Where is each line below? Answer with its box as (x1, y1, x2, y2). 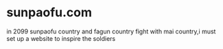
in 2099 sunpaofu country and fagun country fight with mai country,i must (6, 27, 216, 35)
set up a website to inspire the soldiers (6, 34, 116, 42)
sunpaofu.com (6, 5, 93, 20)
